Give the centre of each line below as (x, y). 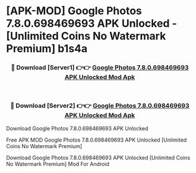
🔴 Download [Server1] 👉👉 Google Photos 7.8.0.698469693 (100, 68)
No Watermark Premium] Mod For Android (58, 164)
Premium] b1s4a (47, 49)
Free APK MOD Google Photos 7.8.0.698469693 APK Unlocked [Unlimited (97, 140)
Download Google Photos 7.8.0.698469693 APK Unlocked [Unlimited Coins (98, 158)
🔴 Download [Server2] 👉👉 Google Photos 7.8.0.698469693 (100, 106)
